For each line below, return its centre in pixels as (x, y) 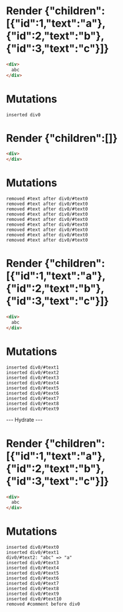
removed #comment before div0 (43, 604)
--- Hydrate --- (24, 419)
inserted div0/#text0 (33, 548)
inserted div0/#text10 (34, 599)
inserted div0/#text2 (33, 372)
